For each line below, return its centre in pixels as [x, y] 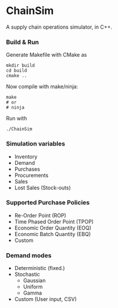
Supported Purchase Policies [48, 203]
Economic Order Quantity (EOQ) [53, 228]
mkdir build [20, 65]
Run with [17, 119]
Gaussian [34, 281]
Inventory [26, 157]
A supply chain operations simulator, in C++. [59, 27]
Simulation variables [36, 144]
